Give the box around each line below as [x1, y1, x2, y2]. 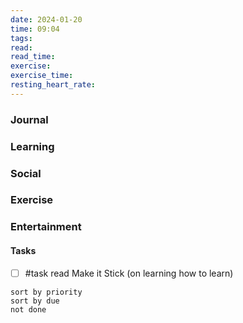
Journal [10, 112, 49, 126]
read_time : [10, 52, 56, 62]
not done [10, 304, 47, 315]
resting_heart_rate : [10, 80, 97, 90]
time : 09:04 [10, 24, 60, 34]
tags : [10, 33, 33, 43]
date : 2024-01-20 [10, 14, 83, 25]
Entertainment [10, 220, 82, 234]
